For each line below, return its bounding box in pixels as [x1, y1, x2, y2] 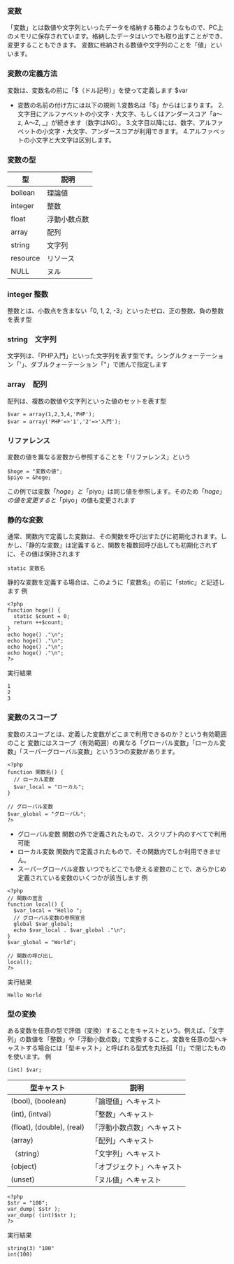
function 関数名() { [7, 768, 64, 776]
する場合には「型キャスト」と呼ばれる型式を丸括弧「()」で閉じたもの [25, 1043, 226, 1052]
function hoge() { [7, 607, 61, 614]
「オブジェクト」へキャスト [91, 1161, 183, 1171]
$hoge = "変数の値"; [7, 468, 63, 476]
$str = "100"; [7, 1199, 49, 1206]
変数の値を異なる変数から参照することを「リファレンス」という [7, 453, 191, 462]
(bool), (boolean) [10, 1096, 67, 1105]
